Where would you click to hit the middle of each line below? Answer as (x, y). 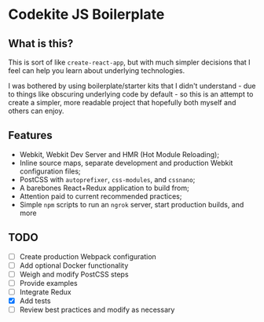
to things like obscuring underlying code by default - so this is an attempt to (131, 94)
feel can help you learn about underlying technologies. (97, 71)
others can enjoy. (36, 111)
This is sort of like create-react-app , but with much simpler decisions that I (129, 62)
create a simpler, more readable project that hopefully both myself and (122, 102)
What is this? (41, 44)
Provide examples (48, 283)
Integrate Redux (46, 291)
